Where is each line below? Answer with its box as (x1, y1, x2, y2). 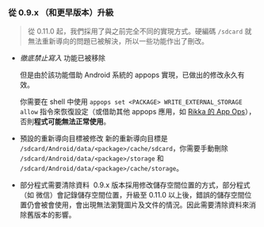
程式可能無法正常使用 (33, 117, 104, 126)
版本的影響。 (33, 210, 76, 220)
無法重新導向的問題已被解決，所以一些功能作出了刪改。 (27, 37, 209, 46)
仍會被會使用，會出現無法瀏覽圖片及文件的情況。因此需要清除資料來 (26, 200, 250, 210)
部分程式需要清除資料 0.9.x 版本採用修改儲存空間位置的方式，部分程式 (19, 180, 251, 190)
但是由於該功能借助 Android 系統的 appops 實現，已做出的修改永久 (19, 70, 238, 80)
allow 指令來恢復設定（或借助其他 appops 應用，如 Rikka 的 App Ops (19, 107, 246, 117)
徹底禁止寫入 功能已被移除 (19, 53, 105, 63)
